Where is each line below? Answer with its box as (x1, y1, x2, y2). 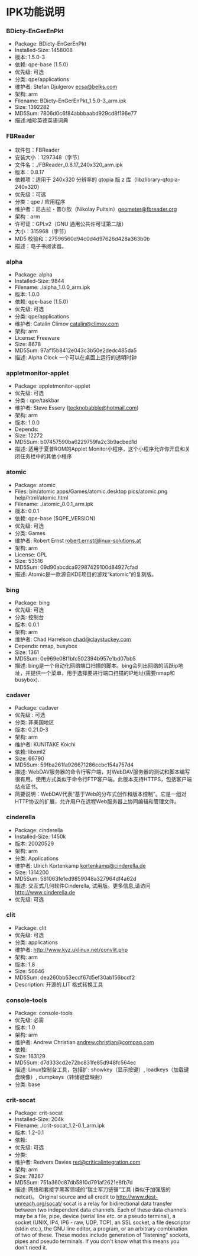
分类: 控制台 (14, 613, 44, 620)
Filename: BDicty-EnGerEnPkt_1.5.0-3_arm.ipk (14, 97, 126, 104)
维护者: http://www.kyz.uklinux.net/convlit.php (14, 946, 128, 953)
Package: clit (14, 924, 47, 931)
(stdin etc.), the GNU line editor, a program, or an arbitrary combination (14, 1225, 188, 1232)
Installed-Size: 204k (14, 1116, 64, 1123)
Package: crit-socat (14, 1109, 63, 1116)
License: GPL (14, 551, 47, 558)
